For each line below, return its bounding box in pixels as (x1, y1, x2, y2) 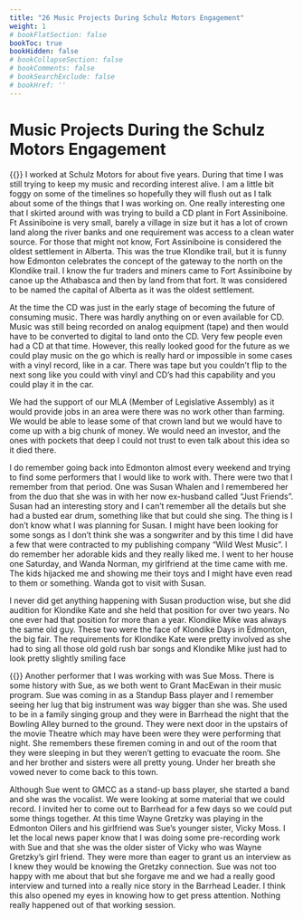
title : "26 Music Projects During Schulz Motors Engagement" (9, 13, 245, 23)
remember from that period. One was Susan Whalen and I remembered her (9, 481, 289, 492)
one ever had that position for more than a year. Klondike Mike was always (9, 614, 287, 625)
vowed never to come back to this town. (9, 766, 159, 777)
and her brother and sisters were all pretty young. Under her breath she (9, 757, 276, 768)
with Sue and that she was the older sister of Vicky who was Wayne (9, 841, 262, 852)
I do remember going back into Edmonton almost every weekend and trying (9, 462, 291, 473)
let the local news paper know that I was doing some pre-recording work (9, 832, 280, 843)
